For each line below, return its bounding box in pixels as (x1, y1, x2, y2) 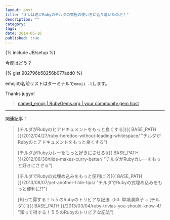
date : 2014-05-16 (5, 31, 42, 36)
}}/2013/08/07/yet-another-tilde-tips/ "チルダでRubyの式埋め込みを (17, 179, 158, 185)
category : (5, 21, 26, 27)
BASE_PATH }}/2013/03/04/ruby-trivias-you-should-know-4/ (34, 203, 161, 209)
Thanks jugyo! (5, 91, 35, 97)
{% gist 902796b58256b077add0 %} (5, 70, 82, 76)
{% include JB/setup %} (5, 49, 56, 56)
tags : (5, 26, 17, 31)
